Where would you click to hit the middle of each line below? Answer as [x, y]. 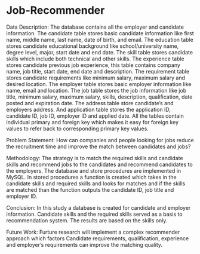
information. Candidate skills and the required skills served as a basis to [95, 214]
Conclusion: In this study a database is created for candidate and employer [99, 207]
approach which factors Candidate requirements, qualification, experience [98, 238]
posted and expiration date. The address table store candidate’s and [90, 103]
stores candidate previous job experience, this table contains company [93, 65]
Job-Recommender [56, 10]
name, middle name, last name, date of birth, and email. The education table [100, 39]
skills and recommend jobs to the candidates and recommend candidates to [99, 164]
